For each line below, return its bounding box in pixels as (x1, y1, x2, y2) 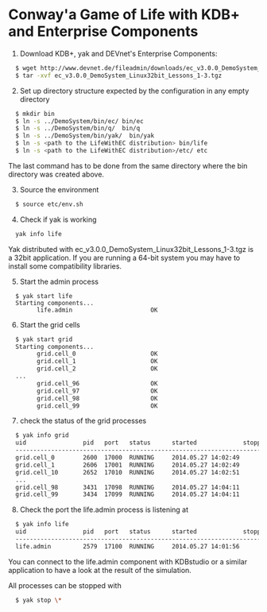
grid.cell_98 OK (37, 394, 158, 402)
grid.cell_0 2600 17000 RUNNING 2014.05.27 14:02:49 (15, 454, 240, 462)
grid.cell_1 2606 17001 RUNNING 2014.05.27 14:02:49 (15, 461, 240, 469)
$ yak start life (15, 292, 73, 300)
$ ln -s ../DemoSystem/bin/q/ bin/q (15, 125, 141, 133)
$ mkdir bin (15, 110, 56, 118)
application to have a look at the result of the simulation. (8, 565, 192, 575)
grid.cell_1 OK (37, 358, 158, 366)
